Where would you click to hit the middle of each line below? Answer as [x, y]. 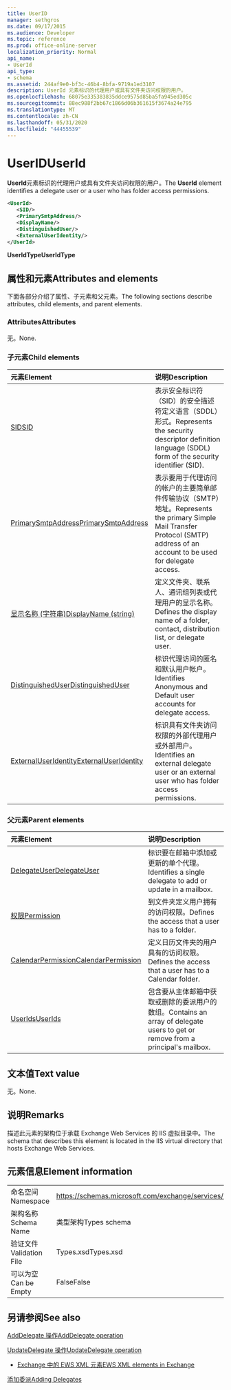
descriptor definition [187, 439]
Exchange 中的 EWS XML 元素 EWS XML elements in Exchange [106, 1365]
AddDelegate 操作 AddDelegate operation [65, 1336]
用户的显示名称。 [189, 602]
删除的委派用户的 [189, 1002]
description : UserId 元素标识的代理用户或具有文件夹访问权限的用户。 [97, 90]
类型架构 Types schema [93, 1222]
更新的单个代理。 [175, 863]
